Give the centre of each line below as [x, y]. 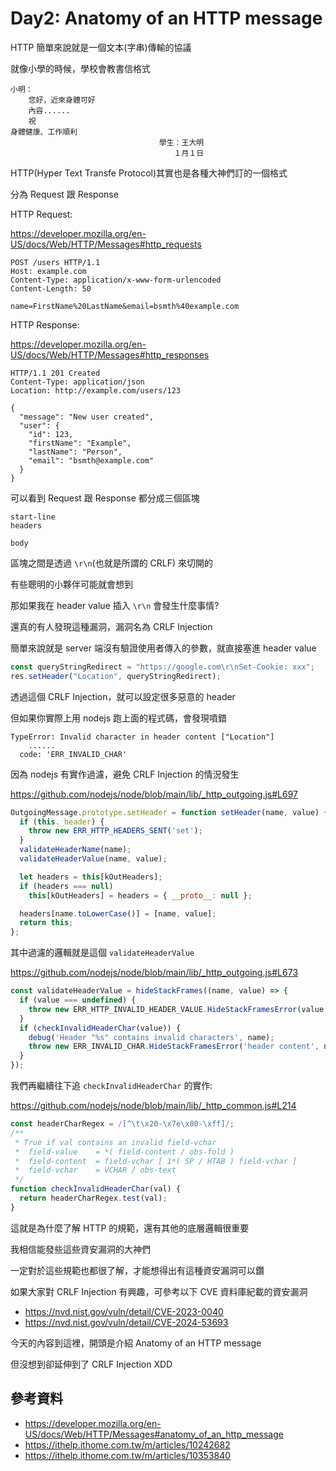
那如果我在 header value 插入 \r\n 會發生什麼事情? [115, 605]
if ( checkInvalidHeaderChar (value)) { [100, 1028]
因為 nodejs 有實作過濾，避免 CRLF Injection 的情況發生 [125, 774]
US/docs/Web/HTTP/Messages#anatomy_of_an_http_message [154, 1434]
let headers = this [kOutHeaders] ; [91, 877]
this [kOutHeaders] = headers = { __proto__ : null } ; [140, 895]
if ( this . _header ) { [62, 822]
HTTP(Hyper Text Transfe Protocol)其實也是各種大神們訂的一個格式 [149, 173]
